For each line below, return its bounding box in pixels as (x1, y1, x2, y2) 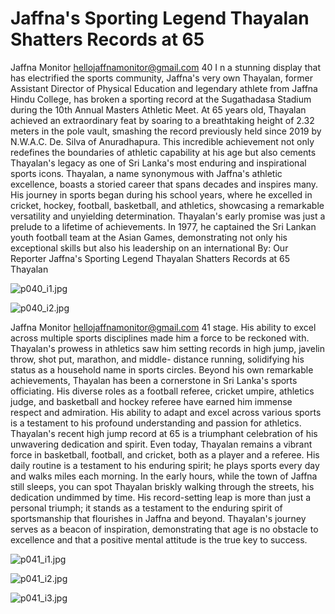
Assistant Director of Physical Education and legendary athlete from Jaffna (10, 82, 318, 94)
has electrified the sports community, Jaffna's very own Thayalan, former (10, 72, 313, 84)
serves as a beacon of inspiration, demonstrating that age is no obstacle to (10, 523, 319, 535)
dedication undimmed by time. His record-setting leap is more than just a (10, 491, 312, 503)
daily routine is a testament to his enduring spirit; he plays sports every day (10, 459, 320, 471)
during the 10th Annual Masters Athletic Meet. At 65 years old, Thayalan (10, 103, 307, 116)
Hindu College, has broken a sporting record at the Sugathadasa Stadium (10, 93, 312, 105)
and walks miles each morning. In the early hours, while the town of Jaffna (10, 470, 318, 482)
